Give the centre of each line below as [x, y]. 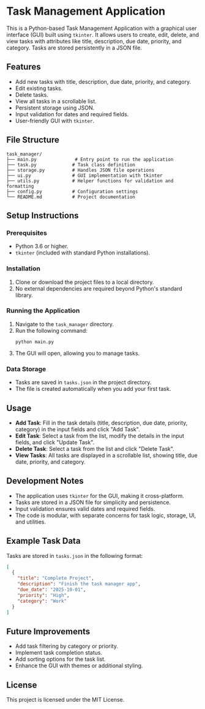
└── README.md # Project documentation [71, 197]
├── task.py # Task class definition [71, 165]
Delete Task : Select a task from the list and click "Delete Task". [95, 448]
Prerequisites [27, 232]
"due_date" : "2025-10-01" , [52, 590]
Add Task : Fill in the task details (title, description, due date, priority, [101, 423]
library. [24, 295]
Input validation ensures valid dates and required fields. [85, 508]
